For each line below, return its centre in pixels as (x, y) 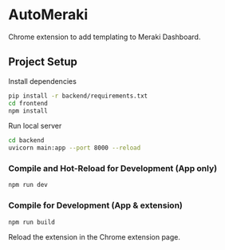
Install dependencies (43, 81)
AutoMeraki (48, 15)
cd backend (26, 141)
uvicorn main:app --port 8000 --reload (75, 148)
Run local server (35, 126)
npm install (28, 111)
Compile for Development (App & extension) (96, 205)
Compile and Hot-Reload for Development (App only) (113, 169)
